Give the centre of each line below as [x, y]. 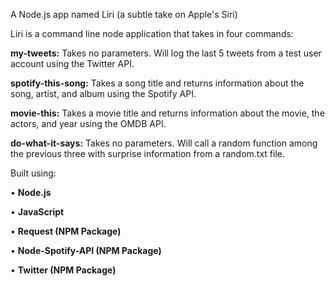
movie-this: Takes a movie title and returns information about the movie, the [167, 113]
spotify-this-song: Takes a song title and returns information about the [157, 83]
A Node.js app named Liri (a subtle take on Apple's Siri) [124, 14]
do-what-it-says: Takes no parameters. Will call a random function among [164, 143]
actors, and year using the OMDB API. [88, 123]
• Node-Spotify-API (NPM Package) [86, 250]
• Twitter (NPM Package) [63, 270]
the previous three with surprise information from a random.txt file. [148, 153]
